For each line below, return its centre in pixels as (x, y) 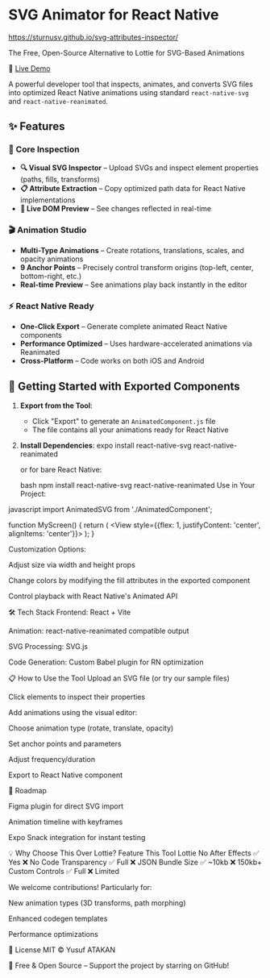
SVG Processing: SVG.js (48, 647)
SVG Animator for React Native (114, 15)
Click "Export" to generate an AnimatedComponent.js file (124, 422)
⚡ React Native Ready (51, 306)
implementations (48, 200)
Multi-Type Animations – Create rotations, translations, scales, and (132, 250)
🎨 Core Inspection (44, 149)
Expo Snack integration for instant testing (77, 838)
